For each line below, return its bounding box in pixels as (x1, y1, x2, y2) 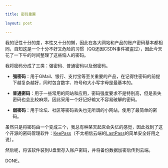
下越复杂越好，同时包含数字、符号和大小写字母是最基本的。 (12, 79, 135, 85)
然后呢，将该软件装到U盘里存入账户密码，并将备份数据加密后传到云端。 (5, 147, 153, 153)
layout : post (5, 20, 32, 25)
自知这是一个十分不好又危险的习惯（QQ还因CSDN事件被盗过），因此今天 (13, 45, 162, 51)
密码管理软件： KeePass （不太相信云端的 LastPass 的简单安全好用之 (22, 130, 160, 136)
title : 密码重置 (5, 11, 36, 16)
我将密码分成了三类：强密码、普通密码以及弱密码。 (5, 62, 110, 68)
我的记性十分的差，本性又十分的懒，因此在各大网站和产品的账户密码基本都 (5, 39, 158, 45)
